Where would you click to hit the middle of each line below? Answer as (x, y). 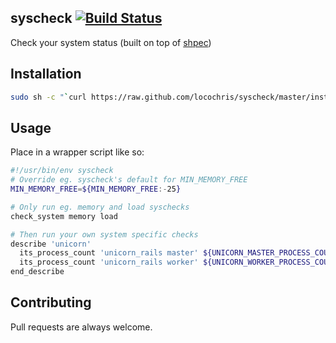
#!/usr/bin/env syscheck (62, 171)
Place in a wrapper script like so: (77, 152)
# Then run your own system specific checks (104, 234)
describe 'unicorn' (51, 244)
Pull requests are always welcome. (81, 327)
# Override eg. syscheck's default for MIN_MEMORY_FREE (129, 180)
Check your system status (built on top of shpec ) (111, 42)
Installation (46, 74)
